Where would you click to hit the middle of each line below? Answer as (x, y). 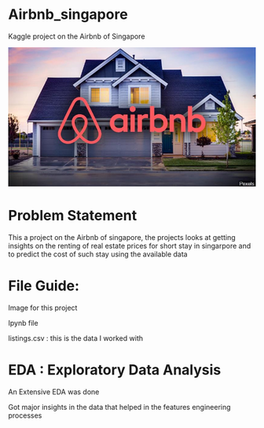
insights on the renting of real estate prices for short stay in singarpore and (130, 245)
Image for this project (43, 308)
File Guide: (44, 286)
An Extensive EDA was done (54, 392)
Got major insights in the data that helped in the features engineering (119, 407)
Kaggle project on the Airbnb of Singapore (77, 36)
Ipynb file (23, 323)
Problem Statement (73, 216)
